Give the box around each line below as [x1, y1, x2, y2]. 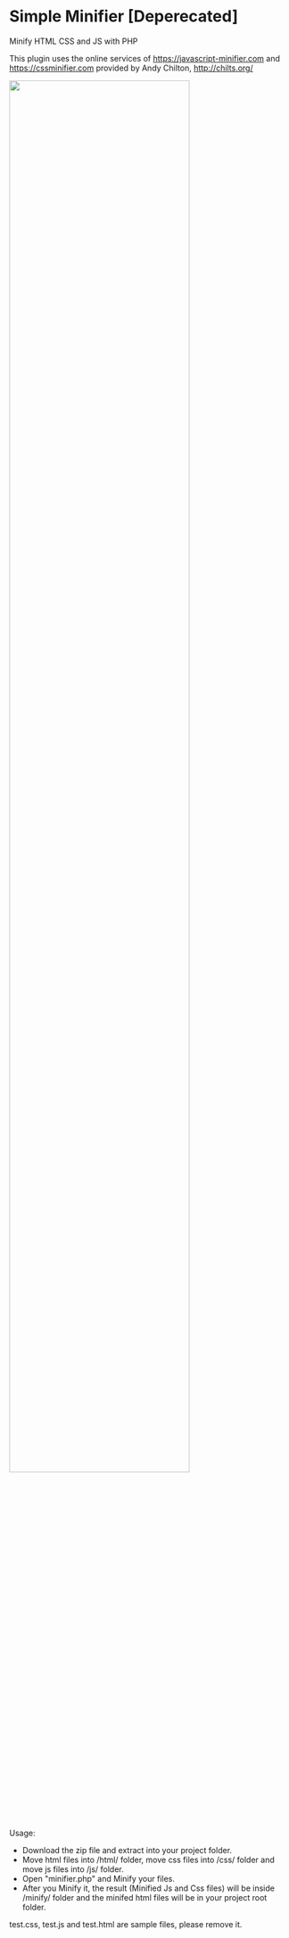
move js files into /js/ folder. [21, 1863, 125, 1875]
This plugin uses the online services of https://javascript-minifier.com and [9, 53, 281, 63]
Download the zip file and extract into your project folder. [21, 1844, 233, 1855]
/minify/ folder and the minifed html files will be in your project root [21, 1892, 268, 1902]
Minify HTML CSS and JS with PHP [9, 36, 138, 46]
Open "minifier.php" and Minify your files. [21, 1873, 176, 1884]
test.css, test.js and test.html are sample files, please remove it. [9, 1918, 243, 1929]
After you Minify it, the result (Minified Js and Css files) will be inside [21, 1883, 275, 1893]
